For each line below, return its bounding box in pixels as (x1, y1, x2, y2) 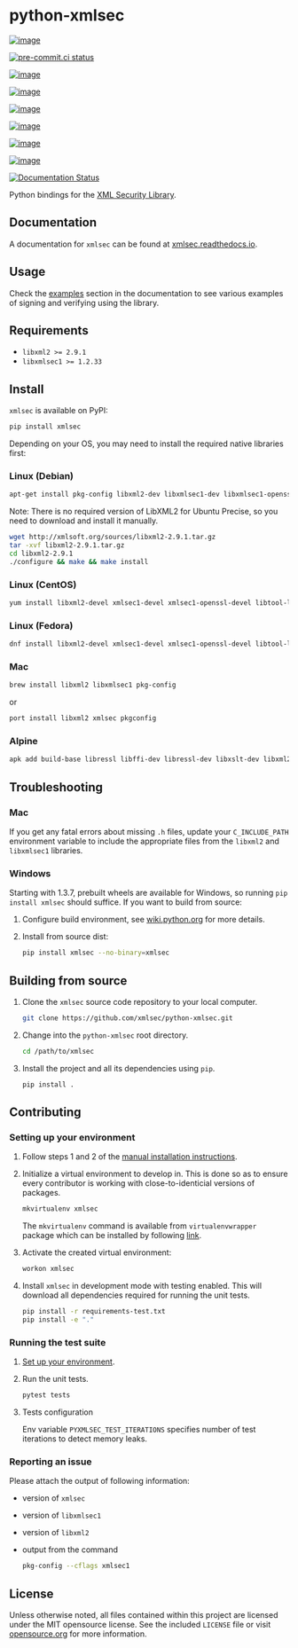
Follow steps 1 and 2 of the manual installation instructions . (21, 1151, 238, 1162)
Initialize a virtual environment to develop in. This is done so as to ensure (21, 1168, 288, 1180)
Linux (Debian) (9, 469, 74, 482)
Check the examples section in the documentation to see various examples (9, 287, 284, 298)
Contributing (9, 1104, 82, 1119)
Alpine (9, 735, 38, 748)
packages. (21, 1188, 61, 1198)
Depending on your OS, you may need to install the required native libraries (9, 438, 284, 449)
